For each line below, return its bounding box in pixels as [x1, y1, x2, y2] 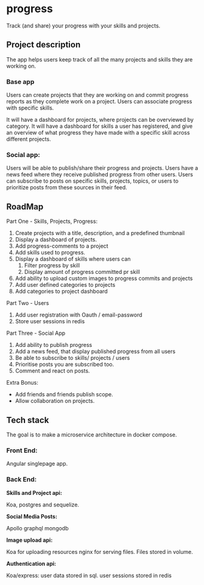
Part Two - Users [6, 300, 49, 307]
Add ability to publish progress [15, 342, 93, 349]
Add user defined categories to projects [15, 281, 116, 289]
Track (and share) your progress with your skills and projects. [6, 22, 161, 29]
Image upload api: [6, 536, 53, 544]
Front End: [6, 446, 38, 455]
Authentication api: [6, 559, 57, 567]
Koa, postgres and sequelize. [6, 501, 79, 508]
